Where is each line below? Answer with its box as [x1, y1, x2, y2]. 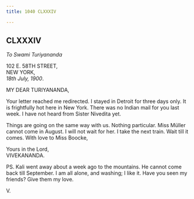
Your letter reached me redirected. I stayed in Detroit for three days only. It [6, 98, 186, 105]
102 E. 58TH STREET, [6, 62, 58, 69]
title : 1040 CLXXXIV [6, 8, 57, 15]
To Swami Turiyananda [6, 51, 63, 58]
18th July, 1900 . [6, 75, 44, 82]
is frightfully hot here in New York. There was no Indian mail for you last [6, 104, 179, 111]
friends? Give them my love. [6, 176, 74, 183]
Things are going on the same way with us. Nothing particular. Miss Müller [6, 122, 186, 129]
